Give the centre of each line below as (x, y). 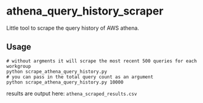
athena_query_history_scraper (85, 11)
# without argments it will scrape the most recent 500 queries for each (102, 61)
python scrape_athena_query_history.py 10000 (65, 82)
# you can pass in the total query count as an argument (80, 77)
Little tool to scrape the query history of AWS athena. (73, 28)
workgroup (19, 66)
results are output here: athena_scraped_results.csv (72, 93)
